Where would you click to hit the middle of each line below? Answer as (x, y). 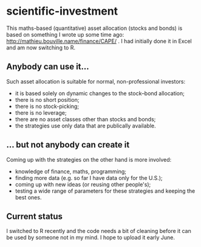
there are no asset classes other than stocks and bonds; (85, 119)
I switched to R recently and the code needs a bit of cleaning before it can (99, 231)
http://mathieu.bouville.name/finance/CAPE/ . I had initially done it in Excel (99, 41)
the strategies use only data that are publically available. (85, 126)
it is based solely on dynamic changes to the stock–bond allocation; (100, 93)
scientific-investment (62, 11)
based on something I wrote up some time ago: (65, 34)
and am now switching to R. (41, 48)
